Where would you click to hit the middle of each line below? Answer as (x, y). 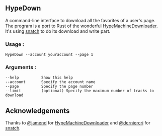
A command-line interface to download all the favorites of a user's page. (80, 20)
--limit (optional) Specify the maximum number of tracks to (80, 91)
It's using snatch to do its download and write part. (58, 31)
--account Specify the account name (50, 82)
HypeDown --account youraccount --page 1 (49, 55)
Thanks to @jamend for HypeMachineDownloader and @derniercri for (78, 123)
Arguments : (21, 67)
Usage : (15, 44)
